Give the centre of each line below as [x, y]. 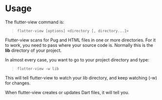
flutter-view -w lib [38, 69]
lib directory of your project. [33, 50]
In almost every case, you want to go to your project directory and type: [77, 60]
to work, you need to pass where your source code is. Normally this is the [79, 45]
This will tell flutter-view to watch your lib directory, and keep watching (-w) [81, 78]
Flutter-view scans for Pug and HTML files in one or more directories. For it [81, 40]
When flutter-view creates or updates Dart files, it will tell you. [67, 92]
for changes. [18, 83]
